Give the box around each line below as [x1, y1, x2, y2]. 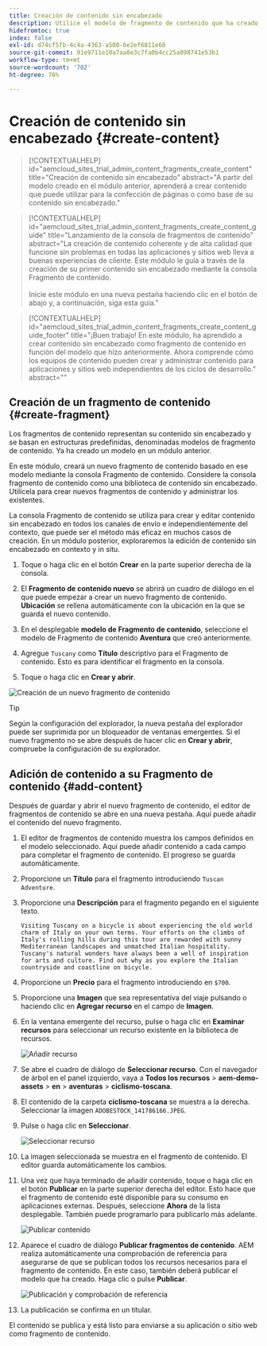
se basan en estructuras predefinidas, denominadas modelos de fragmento [9, 437, 256, 447]
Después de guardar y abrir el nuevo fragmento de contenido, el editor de [9, 801, 251, 811]
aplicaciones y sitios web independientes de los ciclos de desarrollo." [28, 364, 257, 374]
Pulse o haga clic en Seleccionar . [20, 1121, 131, 1131]
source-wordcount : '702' [9, 64, 91, 72]
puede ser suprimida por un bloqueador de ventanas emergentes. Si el [9, 727, 241, 737]
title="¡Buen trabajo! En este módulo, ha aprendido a [71, 330, 242, 339]
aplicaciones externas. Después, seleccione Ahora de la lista [20, 1201, 221, 1211]
